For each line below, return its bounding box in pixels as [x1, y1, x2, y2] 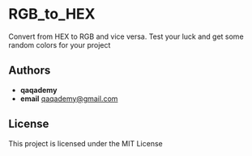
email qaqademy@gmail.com [19, 94, 118, 103]
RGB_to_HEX [8, 5, 96, 23]
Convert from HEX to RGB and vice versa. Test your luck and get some [8, 32, 245, 41]
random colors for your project [8, 40, 111, 49]
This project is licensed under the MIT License [8, 138, 164, 148]
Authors [8, 64, 51, 78]
